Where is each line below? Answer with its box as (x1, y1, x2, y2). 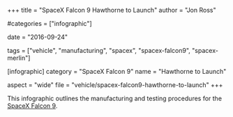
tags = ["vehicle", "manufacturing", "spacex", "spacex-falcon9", (7, 47, 190, 54)
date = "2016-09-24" (7, 33, 68, 41)
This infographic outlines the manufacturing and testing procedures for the (7, 94, 222, 102)
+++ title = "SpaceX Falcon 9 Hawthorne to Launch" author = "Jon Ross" (7, 6, 216, 14)
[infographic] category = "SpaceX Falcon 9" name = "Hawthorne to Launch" (7, 68, 227, 75)
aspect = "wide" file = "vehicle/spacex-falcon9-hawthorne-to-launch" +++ (7, 81, 223, 89)
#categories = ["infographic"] (7, 19, 92, 27)
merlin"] (7, 54, 31, 62)
